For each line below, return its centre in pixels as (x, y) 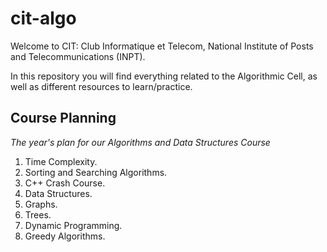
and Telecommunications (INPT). (78, 56)
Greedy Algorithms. (65, 236)
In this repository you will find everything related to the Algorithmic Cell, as (164, 76)
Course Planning (63, 118)
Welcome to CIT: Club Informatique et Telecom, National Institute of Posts (162, 46)
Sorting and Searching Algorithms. (96, 172)
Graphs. (41, 204)
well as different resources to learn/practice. (101, 86)
